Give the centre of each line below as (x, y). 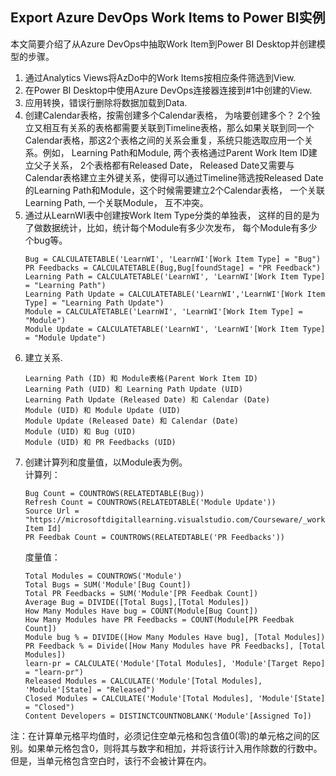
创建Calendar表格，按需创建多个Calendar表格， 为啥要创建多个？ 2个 (168, 115)
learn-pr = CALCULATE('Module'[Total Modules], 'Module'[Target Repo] (175, 663)
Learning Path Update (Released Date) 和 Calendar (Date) (147, 399)
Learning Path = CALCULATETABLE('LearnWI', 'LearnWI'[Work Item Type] (175, 276)
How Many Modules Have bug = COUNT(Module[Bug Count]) (141, 611)
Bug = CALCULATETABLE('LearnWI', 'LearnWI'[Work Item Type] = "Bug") (173, 259)
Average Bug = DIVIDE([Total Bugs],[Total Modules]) (137, 602)
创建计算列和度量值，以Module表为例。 (106, 462)
